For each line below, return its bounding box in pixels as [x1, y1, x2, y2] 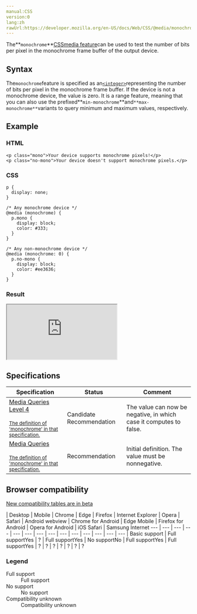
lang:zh [6, 19, 25, 25]
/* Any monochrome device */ [6, 205, 77, 211]
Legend [6, 557, 28, 565]
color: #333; [16, 226, 49, 231]
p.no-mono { [11, 256, 41, 262]
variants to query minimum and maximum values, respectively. [37, 105, 189, 112]
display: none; [11, 190, 49, 196]
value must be [126, 452, 165, 460]
